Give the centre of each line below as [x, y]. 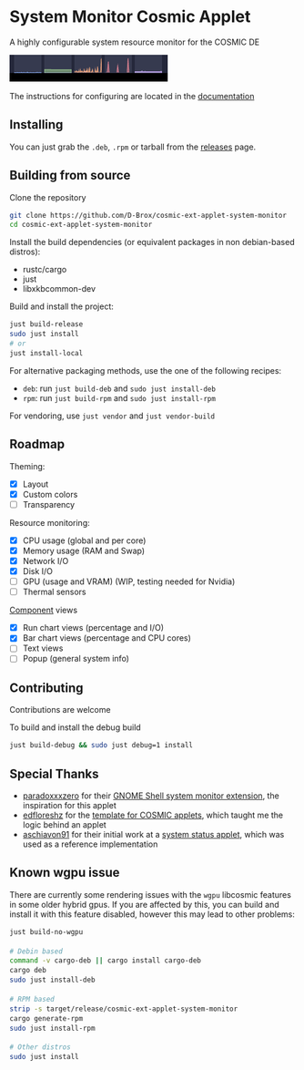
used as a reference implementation [90, 844]
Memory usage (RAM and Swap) [84, 550]
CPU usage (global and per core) [84, 540]
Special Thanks [54, 773]
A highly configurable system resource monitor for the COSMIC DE [135, 42]
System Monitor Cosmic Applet [130, 17]
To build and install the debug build [75, 727]
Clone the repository [48, 197]
